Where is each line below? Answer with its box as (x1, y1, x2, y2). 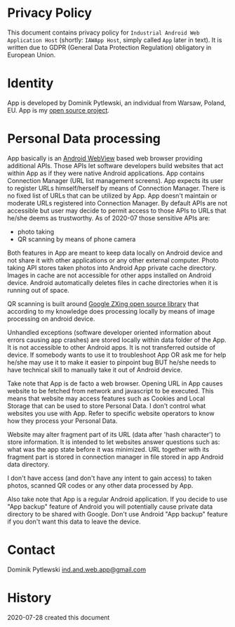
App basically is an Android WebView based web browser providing (7, 153, 203, 163)
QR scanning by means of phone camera (17, 234, 136, 243)
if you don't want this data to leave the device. (7, 517, 141, 526)
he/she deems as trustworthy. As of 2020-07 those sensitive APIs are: (7, 213, 210, 222)
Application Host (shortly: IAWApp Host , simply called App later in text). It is (7, 35, 222, 44)
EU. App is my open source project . (7, 106, 110, 114)
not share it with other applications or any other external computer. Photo (7, 255, 219, 265)
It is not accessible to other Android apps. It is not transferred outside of (7, 343, 216, 351)
